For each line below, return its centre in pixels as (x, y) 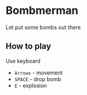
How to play (28, 46)
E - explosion (31, 85)
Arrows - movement (38, 73)
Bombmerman (42, 11)
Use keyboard (23, 61)
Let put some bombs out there (43, 27)
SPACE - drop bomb (38, 79)
